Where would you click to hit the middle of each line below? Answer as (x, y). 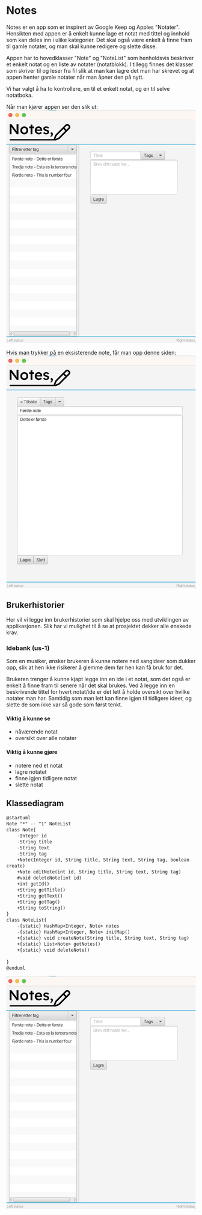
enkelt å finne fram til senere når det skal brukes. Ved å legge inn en (91, 685)
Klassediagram (35, 803)
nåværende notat (36, 732)
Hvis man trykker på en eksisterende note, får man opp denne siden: (91, 352)
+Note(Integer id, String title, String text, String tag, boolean (103, 860)
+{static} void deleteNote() (54, 950)
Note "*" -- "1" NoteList (38, 824)
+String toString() (41, 908)
